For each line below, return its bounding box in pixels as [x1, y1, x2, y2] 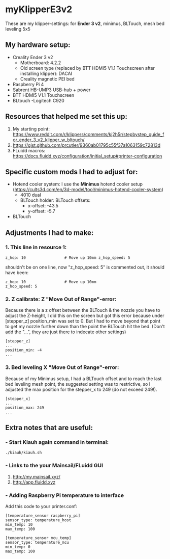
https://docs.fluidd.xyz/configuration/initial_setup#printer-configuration [12, 153, 162, 159]
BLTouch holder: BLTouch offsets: [20, 197, 91, 203]
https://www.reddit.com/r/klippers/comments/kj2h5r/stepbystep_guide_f [12, 131, 164, 137]
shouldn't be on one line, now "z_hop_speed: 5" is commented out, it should [5, 264, 165, 271]
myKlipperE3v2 [5, 4, 73, 15]
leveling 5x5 [5, 25, 30, 32]
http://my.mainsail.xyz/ [12, 473, 61, 480]
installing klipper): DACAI [20, 70, 73, 76]
